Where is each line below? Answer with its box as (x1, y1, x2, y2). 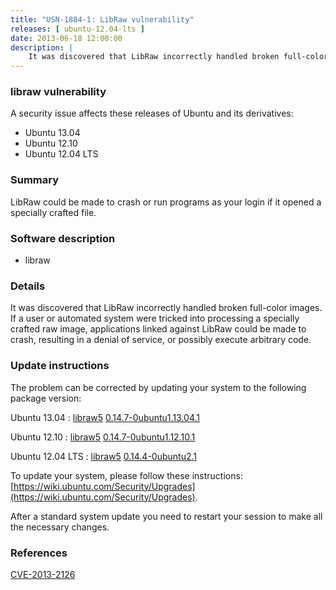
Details (10, 279, 46, 293)
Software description (10, 231, 116, 245)
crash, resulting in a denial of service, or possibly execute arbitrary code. (10, 334, 312, 346)
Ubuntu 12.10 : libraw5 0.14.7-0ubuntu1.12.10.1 (10, 431, 196, 443)
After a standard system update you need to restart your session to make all (10, 510, 323, 522)
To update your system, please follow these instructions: (10, 469, 243, 481)
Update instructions (10, 359, 110, 373)
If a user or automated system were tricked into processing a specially (10, 312, 300, 325)
